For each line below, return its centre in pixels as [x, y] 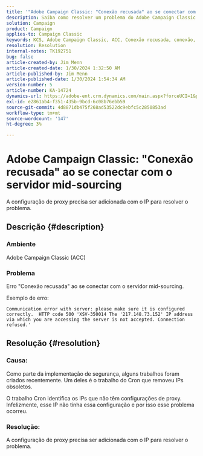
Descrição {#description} [55, 227]
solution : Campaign [31, 23]
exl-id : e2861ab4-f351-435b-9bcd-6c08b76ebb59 [66, 101]
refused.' [19, 325]
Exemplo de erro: [28, 298]
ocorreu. [17, 411]
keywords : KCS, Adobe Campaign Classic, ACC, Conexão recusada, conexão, [101, 40]
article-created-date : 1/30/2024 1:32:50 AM [63, 68]
